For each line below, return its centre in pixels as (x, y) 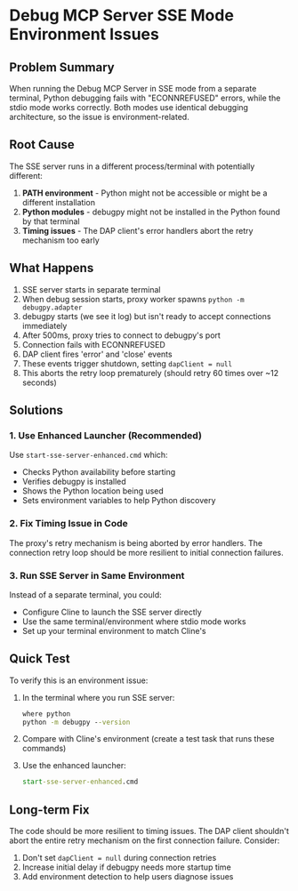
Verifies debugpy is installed (74, 482)
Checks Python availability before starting (99, 472)
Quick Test (40, 659)
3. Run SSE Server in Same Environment (97, 575)
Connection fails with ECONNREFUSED (94, 344)
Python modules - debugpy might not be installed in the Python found (151, 212)
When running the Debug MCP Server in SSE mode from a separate (133, 88)
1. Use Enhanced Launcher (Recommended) (106, 435)
